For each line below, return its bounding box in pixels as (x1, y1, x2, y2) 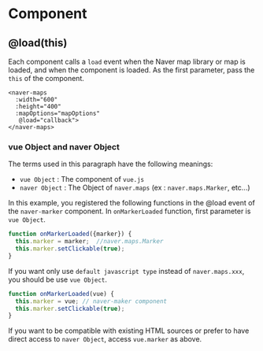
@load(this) (8, 36, 68, 50)
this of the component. (8, 74, 84, 83)
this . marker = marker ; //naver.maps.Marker (15, 238, 164, 246)
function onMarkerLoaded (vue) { (8, 290, 114, 297)
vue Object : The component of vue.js (19, 175, 145, 184)
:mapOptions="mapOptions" (15, 109, 101, 117)
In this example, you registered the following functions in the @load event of (8, 198, 256, 208)
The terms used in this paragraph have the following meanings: (8, 159, 213, 169)
